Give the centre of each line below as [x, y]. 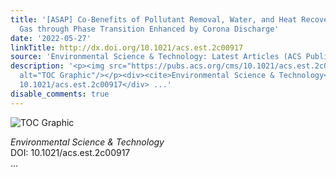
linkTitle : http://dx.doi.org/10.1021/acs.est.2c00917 [127, 47]
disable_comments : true [60, 94]
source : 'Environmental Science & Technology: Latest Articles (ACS [156, 57]
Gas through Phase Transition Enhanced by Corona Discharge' [149, 29]
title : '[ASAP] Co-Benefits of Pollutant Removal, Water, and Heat [154, 19]
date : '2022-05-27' [51, 38]
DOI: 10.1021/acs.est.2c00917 [70, 152]
